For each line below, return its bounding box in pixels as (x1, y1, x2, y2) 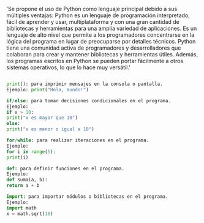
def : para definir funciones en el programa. (6, 165, 124, 172)
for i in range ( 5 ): (6, 148, 56, 155)
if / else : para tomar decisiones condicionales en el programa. (6, 97, 172, 104)
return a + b (6, 183, 40, 189)
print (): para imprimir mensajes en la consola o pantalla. (6, 81, 164, 87)
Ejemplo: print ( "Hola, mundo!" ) (6, 86, 89, 93)
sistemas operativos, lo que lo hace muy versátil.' (6, 64, 130, 71)
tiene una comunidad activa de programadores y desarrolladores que (6, 44, 181, 51)
